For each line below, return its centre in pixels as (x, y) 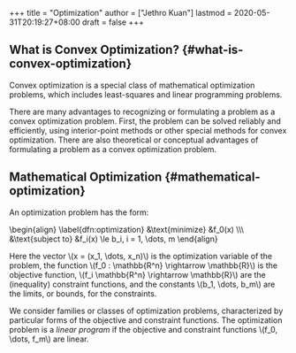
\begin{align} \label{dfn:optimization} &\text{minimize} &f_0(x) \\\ (127, 229)
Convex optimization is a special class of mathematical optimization (132, 85)
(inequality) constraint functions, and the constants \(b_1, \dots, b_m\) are (142, 284)
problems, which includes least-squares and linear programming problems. (146, 94)
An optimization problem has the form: (79, 212)
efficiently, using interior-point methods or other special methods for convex (148, 130)
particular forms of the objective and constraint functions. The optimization (146, 320)
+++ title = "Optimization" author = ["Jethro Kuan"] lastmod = (121, 13)
